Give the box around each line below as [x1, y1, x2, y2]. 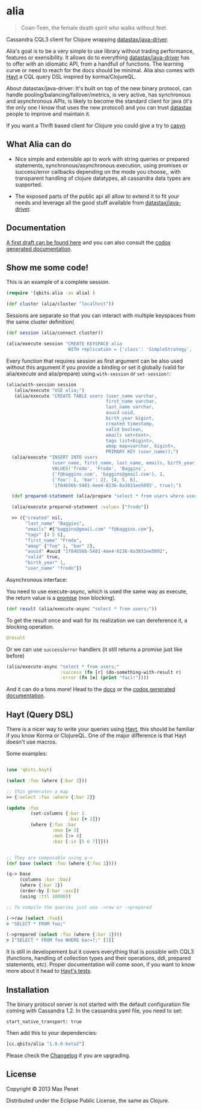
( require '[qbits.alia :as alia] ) [6, 290, 96, 296]
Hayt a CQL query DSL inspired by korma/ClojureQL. [6, 73, 136, 80]
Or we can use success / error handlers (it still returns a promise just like [6, 646, 183, 653]
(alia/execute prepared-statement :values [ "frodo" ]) [11, 504, 149, 510]
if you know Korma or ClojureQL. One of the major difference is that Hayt [6, 732, 186, 739]
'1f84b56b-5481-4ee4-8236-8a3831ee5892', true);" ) [52, 483, 182, 489]
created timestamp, [105, 421, 155, 427]
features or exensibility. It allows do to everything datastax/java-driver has [6, 54, 190, 61]
